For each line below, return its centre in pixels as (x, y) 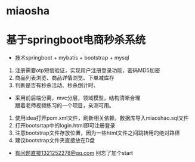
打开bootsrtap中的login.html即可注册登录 (65, 126)
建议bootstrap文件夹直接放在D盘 (55, 141)
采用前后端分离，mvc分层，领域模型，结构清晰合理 (78, 98)
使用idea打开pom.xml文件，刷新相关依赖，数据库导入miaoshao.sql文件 (102, 118)
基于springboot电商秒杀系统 (76, 40)
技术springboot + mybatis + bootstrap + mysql (72, 58)
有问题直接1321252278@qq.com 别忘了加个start (74, 153)
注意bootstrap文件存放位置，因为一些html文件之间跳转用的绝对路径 (97, 133)
